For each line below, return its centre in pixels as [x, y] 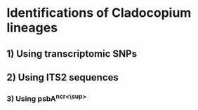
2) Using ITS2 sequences [62, 77]
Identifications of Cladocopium [99, 13]
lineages [32, 28]
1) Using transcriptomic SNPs [72, 54]
